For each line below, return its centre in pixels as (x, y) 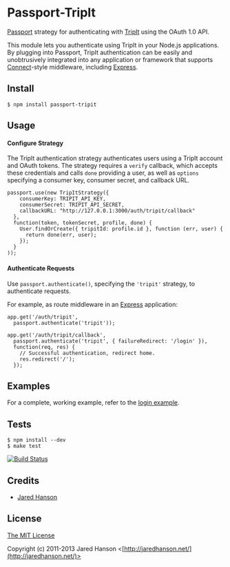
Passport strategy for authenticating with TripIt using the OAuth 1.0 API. (108, 32)
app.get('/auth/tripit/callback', (57, 335)
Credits (23, 481)
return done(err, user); (61, 235)
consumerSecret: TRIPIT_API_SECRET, (72, 205)
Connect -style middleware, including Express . (73, 67)
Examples (29, 386)
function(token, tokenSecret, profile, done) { (83, 223)
